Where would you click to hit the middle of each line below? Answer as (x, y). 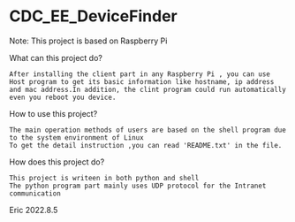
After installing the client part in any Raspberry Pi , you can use (140, 74)
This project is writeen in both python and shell (104, 178)
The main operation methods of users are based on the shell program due (148, 130)
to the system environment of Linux (76, 138)
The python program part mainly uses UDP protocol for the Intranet (138, 186)
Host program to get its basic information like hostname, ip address (142, 81)
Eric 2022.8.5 (34, 210)
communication (35, 193)
